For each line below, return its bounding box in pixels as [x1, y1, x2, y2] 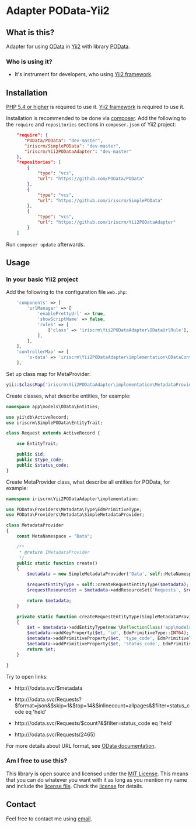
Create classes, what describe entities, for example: [6, 392, 131, 399]
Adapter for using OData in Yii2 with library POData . [6, 43, 130, 50]
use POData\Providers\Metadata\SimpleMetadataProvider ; [6, 512, 145, 518]
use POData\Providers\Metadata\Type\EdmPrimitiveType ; [6, 507, 142, 512]
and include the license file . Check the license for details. [6, 782, 144, 789]
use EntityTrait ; [16, 441, 59, 447]
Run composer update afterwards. [6, 241, 85, 248]
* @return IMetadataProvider [19, 549, 90, 555]
